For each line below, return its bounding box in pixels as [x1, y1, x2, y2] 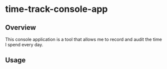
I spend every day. [5, 42, 43, 48]
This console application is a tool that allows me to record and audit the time [5, 36, 162, 42]
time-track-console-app [5, 3, 108, 15]
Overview [5, 23, 36, 32]
